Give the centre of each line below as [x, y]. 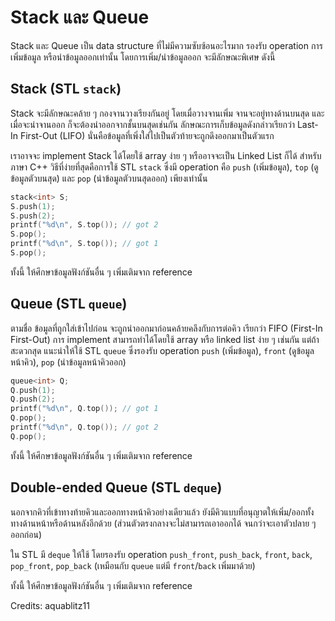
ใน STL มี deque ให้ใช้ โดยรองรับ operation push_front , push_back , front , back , [161, 554]
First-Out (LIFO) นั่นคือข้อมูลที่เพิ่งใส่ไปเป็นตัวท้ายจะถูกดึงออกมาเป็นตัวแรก [147, 135]
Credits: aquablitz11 [50, 605]
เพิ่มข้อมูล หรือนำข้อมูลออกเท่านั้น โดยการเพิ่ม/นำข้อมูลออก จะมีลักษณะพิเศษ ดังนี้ [143, 57]
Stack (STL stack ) [66, 89]
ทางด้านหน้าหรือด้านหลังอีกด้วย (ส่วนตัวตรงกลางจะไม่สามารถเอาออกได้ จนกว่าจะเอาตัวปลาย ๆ [163, 523]
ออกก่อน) [26, 534]
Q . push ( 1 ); [33, 390]
